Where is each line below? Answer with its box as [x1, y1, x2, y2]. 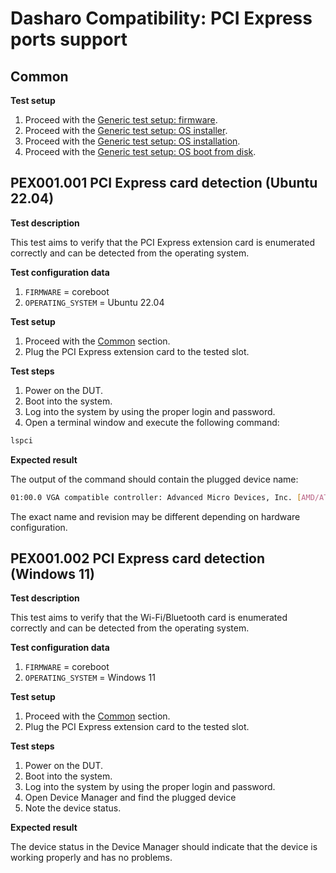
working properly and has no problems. [10, 852, 173, 864]
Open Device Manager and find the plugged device [24, 792, 237, 804]
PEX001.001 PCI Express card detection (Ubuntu [10, 175, 318, 192]
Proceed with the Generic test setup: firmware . [24, 114, 218, 126]
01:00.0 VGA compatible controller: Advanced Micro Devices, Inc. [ [10, 492, 302, 502]
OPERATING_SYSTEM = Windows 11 [24, 672, 156, 684]
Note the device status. [24, 802, 122, 814]
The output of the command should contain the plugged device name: [10, 473, 299, 485]
